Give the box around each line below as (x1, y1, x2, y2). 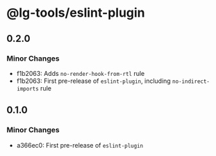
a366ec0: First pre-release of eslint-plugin (16, 141, 144, 149)
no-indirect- (172, 78, 210, 85)
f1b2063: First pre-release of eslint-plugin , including (16, 77, 171, 85)
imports (16, 85, 39, 92)
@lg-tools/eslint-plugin (6, 5, 145, 21)
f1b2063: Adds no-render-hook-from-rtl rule (16, 69, 145, 77)
